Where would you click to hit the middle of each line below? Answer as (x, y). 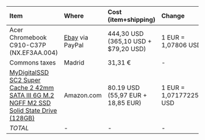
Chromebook (28, 37)
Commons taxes (33, 62)
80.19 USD (124, 88)
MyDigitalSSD (29, 72)
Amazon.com (83, 95)
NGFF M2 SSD (30, 103)
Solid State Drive (33, 110)
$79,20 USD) (127, 49)
